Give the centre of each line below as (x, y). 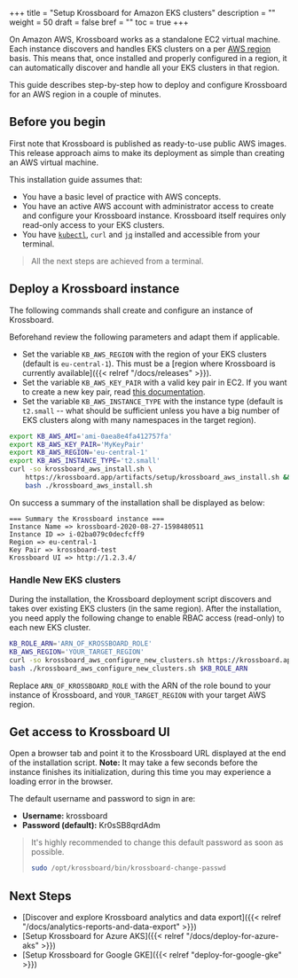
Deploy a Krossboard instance (94, 289)
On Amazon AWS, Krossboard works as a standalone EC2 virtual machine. (145, 39)
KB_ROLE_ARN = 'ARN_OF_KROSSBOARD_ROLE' (81, 644)
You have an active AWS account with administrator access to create (148, 206)
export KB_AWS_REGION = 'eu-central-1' (79, 453)
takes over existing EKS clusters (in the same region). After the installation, (145, 609)
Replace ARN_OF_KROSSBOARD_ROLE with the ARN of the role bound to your (140, 685)
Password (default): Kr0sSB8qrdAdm (91, 825)
